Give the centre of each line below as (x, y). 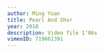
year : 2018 (23, 26)
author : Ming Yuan (34, 13)
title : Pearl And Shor (40, 20)
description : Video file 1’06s (52, 33)
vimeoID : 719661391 (35, 39)
